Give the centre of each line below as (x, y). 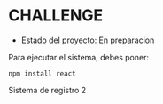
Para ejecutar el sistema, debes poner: (79, 57)
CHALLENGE (56, 16)
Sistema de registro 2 (47, 90)
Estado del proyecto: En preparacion (88, 40)
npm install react (42, 73)
